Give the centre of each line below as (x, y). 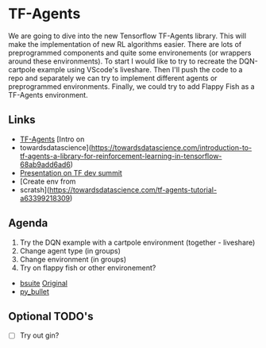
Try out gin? (39, 335)
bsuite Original (43, 283)
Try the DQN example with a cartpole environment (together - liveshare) (137, 242)
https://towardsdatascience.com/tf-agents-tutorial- (133, 189)
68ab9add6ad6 (45, 164)
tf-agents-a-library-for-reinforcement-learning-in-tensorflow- (121, 156)
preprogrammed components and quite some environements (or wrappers (130, 52)
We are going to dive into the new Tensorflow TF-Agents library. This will (127, 36)
